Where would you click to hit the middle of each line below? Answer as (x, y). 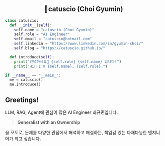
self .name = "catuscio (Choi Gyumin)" (54, 30)
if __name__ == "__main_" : (33, 75)
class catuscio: (22, 20)
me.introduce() (25, 85)
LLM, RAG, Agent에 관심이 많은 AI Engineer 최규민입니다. (62, 112)
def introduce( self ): (32, 57)
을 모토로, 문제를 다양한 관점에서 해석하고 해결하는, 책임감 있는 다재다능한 (76, 132)
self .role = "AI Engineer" (42, 34)
